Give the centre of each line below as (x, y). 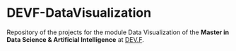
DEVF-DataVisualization (79, 13)
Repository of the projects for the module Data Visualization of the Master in (118, 32)
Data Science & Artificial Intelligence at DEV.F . (75, 39)
